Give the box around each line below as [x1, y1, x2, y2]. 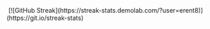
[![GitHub [8, 6, 35, 14]
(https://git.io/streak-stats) [6, 13, 84, 22]
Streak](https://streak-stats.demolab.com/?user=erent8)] [36, 6, 203, 14]
